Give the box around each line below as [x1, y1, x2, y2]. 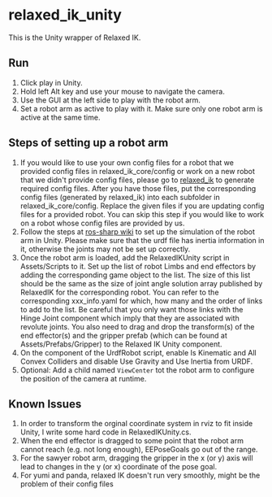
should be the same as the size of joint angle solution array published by [19, 278, 263, 288]
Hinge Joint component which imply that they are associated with [19, 313, 240, 323]
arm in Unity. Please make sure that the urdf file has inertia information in [19, 235, 265, 245]
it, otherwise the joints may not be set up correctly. [19, 244, 191, 254]
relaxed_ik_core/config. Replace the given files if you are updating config [19, 201, 265, 211]
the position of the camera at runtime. [19, 373, 147, 383]
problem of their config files [19, 479, 114, 489]
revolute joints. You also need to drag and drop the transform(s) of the [19, 321, 255, 331]
